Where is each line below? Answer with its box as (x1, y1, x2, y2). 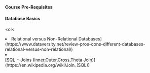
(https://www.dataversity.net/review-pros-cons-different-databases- (5, 41, 146, 47)
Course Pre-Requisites (5, 4, 53, 10)
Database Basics (5, 15, 40, 21)
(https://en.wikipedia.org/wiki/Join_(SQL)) (5, 62, 90, 68)
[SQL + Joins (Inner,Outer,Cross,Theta (5, 57, 82, 63)
